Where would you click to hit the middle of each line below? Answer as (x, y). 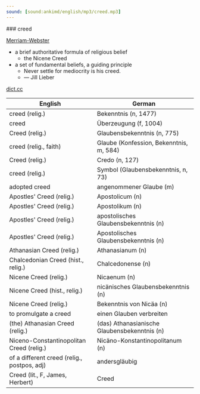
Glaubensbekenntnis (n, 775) (138, 133)
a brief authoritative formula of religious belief (71, 52)
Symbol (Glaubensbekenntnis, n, (142, 170)
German (144, 103)
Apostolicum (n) (119, 196)
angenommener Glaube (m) (135, 187)
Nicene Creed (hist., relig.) (46, 290)
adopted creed (30, 187)
